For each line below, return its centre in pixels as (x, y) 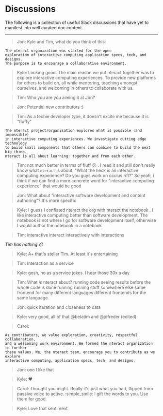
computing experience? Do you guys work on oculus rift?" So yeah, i (85, 175)
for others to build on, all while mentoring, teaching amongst (77, 83)
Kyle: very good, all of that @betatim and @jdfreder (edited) (77, 317)
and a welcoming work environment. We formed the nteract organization (79, 343)
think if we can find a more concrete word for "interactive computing (85, 180)
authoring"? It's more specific (47, 200)
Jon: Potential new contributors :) (50, 107)
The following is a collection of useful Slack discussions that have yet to (77, 22)
